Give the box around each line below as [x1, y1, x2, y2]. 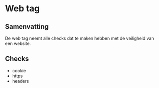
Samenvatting [5, 22, 49, 31]
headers [12, 78, 29, 84]
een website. [5, 41, 31, 46]
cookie [12, 67, 26, 73]
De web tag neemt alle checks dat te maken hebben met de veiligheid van [5, 35, 154, 41]
